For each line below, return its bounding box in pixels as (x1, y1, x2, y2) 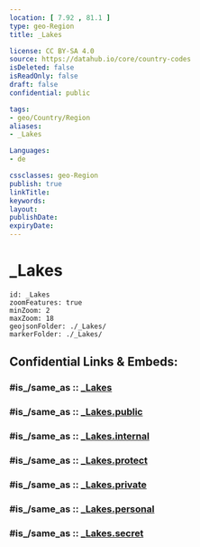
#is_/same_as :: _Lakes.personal (9, 503, 155, 515)
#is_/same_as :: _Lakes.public (9, 406, 143, 419)
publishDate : (9, 213, 59, 222)
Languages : (9, 146, 50, 156)
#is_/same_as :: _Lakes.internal (9, 430, 150, 443)
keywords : (9, 196, 47, 205)
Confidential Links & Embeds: (9, 354, 178, 370)
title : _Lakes (9, 30, 63, 39)
